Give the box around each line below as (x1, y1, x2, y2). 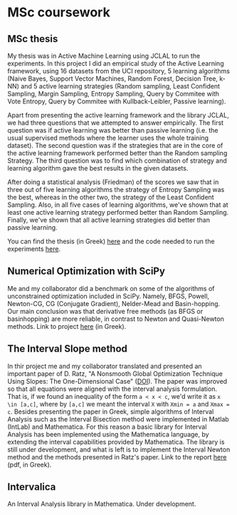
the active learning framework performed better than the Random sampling (7, 149, 228, 157)
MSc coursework (7, 4, 110, 21)
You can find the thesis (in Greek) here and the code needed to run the (7, 237, 215, 245)
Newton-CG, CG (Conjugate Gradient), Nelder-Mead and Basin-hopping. (7, 299, 221, 307)
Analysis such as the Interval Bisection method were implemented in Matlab (7, 414, 229, 423)
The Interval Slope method (7, 343, 128, 355)
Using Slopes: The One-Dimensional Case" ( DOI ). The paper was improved (7, 377, 228, 385)
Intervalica (7, 481, 56, 493)
